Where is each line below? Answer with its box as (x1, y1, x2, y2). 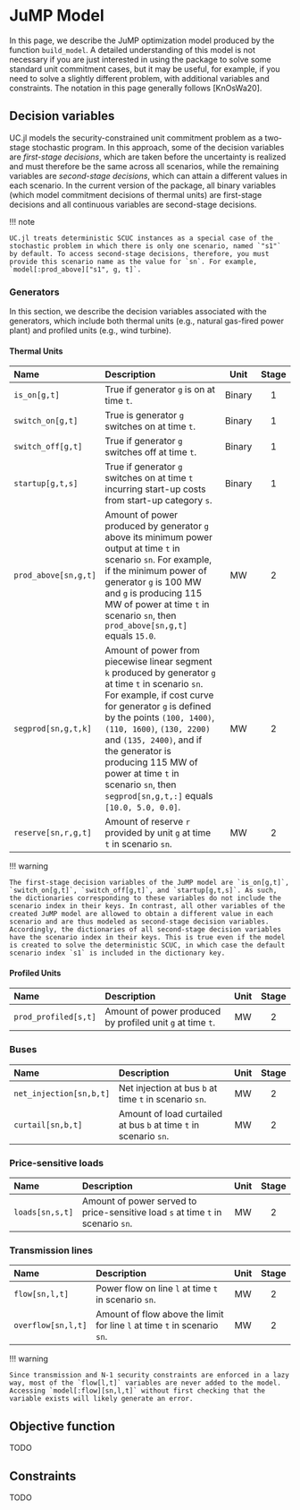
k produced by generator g (104, 666, 216, 679)
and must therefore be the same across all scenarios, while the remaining (9, 160, 279, 171)
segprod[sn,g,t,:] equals (104, 790, 213, 802)
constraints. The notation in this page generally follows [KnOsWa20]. (9, 82, 262, 93)
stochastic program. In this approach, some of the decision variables (31, 142, 285, 152)
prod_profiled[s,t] (13, 1012, 96, 1022)
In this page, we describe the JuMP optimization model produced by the (9, 35, 275, 46)
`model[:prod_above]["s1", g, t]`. (9, 265, 142, 274)
